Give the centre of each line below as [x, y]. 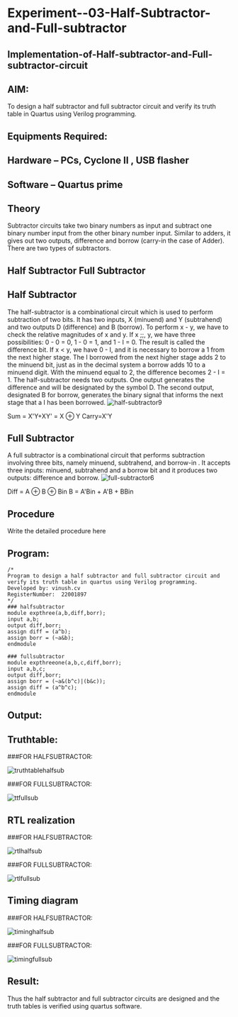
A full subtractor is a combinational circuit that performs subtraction [106, 455]
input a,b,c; [27, 669]
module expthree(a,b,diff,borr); [57, 613]
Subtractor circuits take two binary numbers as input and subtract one [110, 226]
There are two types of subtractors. [59, 248]
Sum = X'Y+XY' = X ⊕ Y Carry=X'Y [60, 416]
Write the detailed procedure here [57, 531]
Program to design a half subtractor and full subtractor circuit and [114, 576]
